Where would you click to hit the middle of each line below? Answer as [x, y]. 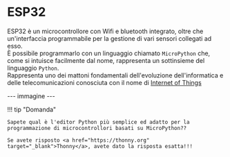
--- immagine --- [31, 96]
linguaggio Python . [33, 68]
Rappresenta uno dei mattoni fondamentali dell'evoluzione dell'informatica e [115, 75]
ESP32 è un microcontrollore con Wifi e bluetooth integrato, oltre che [105, 31]
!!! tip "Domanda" [32, 109]
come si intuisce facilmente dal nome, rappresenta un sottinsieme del [106, 60]
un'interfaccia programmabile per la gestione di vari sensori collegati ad [109, 38]
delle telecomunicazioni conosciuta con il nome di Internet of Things [104, 82]
